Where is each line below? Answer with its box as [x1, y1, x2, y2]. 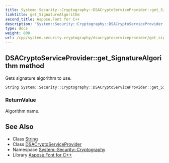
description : [5, 21, 33, 27]
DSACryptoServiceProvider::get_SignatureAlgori [5, 54, 162, 63]
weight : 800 [5, 31, 30, 36]
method [19, 62, 44, 70]
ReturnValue [5, 96, 36, 103]
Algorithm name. [5, 108, 40, 114]
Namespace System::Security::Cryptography [12, 146, 106, 152]
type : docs [5, 26, 28, 31]
